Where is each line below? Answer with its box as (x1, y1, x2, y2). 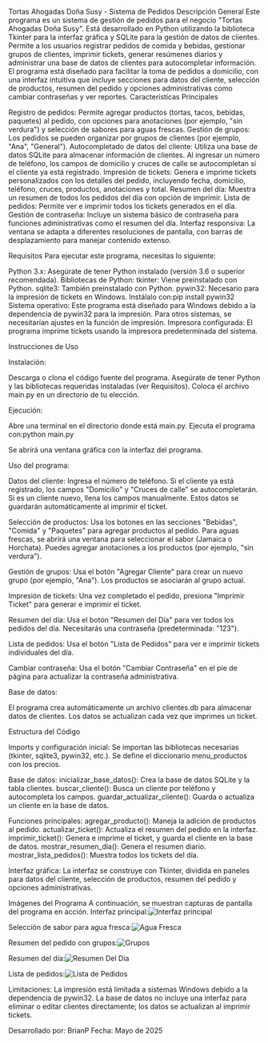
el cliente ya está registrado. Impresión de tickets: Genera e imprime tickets (8, 168, 258, 177)
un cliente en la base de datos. (8, 801, 110, 810)
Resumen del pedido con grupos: (8, 938, 118, 948)
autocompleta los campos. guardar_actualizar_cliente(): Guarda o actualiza (8, 792, 254, 802)
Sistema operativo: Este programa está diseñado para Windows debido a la (8, 301, 256, 310)
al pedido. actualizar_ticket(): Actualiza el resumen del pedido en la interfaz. (8, 825, 258, 834)
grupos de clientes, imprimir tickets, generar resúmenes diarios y (8, 50, 223, 59)
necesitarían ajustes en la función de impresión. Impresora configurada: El (8, 318, 254, 327)
